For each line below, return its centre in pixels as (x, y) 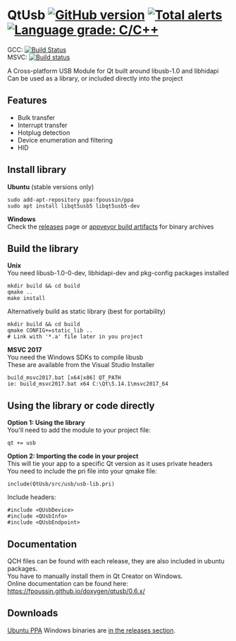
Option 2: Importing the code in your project (73, 456)
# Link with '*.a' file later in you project (75, 337)
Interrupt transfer (43, 125)
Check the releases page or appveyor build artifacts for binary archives (111, 227)
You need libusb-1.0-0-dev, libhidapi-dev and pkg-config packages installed (118, 273)
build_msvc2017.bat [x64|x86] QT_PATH (64, 378)
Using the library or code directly (81, 406)
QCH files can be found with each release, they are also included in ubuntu (116, 561)
